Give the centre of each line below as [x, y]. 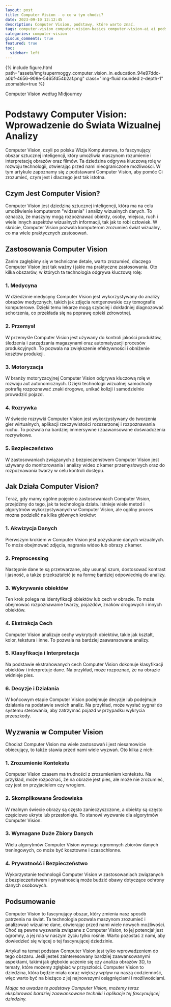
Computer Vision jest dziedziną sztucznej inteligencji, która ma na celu [79, 206]
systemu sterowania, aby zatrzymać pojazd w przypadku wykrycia [75, 710]
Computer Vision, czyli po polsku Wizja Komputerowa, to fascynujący [78, 150]
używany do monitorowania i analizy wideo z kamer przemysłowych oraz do [85, 465]
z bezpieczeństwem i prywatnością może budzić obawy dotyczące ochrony [85, 880]
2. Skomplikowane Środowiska [44, 798]
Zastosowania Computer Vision [56, 249]
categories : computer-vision [36, 34]
